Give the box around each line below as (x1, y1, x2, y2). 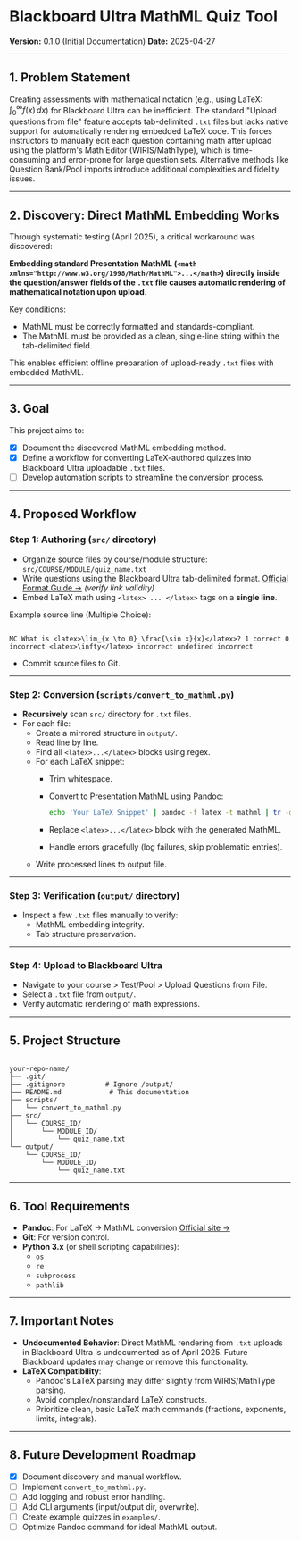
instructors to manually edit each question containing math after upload (9, 136, 272, 147)
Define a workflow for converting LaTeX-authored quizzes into (21, 452, 252, 463)
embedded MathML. (9, 367, 84, 378)
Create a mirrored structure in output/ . (35, 728, 178, 738)
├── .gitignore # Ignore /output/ (9, 1080, 174, 1089)
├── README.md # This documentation (9, 1088, 190, 1097)
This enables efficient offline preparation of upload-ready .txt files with (9, 357, 274, 368)
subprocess (35, 1271, 77, 1281)
